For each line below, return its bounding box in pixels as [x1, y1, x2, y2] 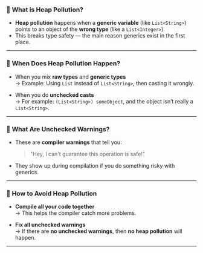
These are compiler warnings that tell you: [14, 139, 122, 146]
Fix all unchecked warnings [14, 221, 86, 229]
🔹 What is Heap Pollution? [6, 5, 83, 14]
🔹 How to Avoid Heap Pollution [6, 189, 97, 197]
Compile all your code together [14, 203, 95, 211]
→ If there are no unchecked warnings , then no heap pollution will [14, 228, 182, 235]
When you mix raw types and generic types [14, 73, 126, 80]
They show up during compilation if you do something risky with [14, 162, 175, 169]
